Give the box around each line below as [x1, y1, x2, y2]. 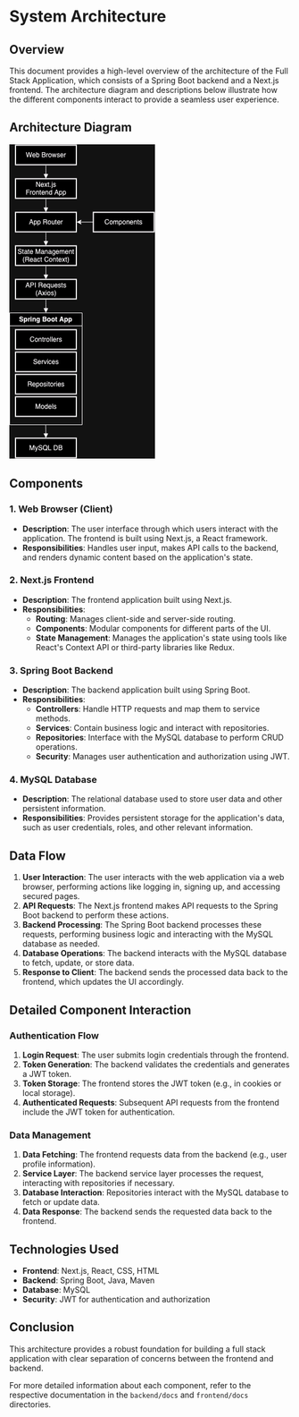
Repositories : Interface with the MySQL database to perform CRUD [35, 732, 284, 743]
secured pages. [21, 891, 80, 902]
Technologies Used [9, 1242, 119, 1257]
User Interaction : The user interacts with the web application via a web [21, 872, 285, 883]
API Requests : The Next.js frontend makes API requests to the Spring [21, 901, 278, 912]
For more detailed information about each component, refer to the [9, 1379, 252, 1390]
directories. [9, 1398, 52, 1410]
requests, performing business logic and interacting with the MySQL [21, 929, 274, 940]
